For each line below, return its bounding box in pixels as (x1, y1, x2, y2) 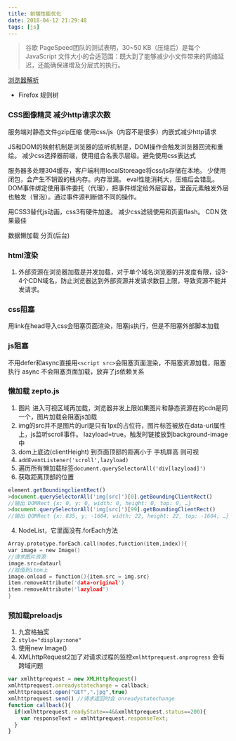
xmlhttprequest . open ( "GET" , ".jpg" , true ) (8, 689, 129, 696)
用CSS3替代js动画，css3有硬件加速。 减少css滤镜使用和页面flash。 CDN (8, 207, 220, 216)
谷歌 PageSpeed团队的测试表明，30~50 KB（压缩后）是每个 (25, 44, 201, 52)
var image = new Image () (8, 547, 81, 554)
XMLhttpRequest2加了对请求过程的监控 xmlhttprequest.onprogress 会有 (18, 653, 225, 661)
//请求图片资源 (8, 553, 46, 560)
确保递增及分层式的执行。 (49, 61, 124, 70)
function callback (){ (8, 702, 72, 709)
